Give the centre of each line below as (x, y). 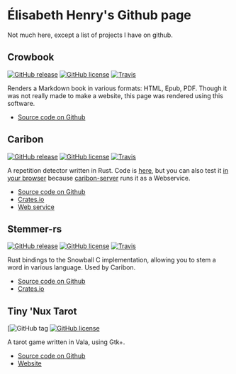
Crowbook (31, 57)
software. (21, 103)
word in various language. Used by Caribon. (72, 267)
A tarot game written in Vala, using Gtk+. (66, 342)
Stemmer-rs (35, 229)
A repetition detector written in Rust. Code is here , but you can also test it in (118, 170)
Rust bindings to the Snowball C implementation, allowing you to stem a (112, 260)
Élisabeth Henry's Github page (99, 15)
